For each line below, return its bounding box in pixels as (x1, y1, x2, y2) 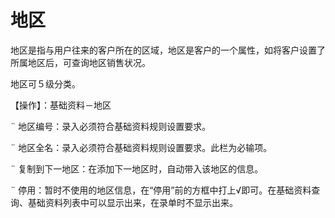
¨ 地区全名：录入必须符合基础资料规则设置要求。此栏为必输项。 (10, 141, 273, 153)
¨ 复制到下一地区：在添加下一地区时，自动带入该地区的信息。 (10, 162, 264, 175)
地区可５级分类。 (10, 77, 81, 90)
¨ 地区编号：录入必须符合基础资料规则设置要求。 (10, 120, 212, 132)
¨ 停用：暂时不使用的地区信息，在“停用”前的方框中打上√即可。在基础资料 (10, 184, 312, 196)
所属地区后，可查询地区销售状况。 (10, 56, 151, 68)
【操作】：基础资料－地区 (10, 99, 112, 111)
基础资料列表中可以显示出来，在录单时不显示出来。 (27, 196, 238, 208)
